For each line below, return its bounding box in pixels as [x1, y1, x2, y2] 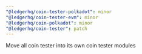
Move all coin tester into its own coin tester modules [5, 42, 136, 49]
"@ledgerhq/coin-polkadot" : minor [5, 20, 93, 26]
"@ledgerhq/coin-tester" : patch [5, 25, 87, 32]
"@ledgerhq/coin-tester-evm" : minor [5, 14, 98, 20]
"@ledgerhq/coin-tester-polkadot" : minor [5, 8, 112, 15]
